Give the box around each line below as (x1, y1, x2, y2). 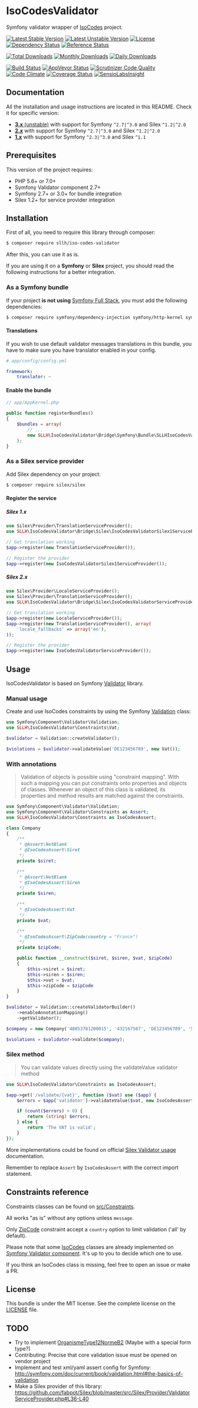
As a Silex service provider (6, 457, 84, 465)
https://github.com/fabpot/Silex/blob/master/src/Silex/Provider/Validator (14, 1389, 190, 1396)
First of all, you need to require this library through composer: (6, 229, 156, 236)
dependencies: (6, 303, 42, 310)
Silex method (6, 1050, 45, 1059)
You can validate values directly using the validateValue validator (20, 1063, 178, 1070)
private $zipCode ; (16, 944, 62, 951)
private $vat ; (16, 917, 51, 923)
